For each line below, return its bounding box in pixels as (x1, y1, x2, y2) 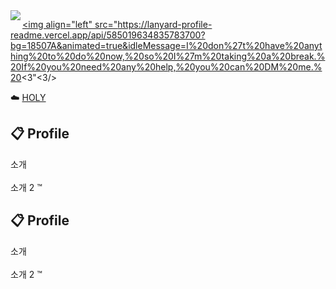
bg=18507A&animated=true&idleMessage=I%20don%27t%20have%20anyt (10, 40, 323, 51)
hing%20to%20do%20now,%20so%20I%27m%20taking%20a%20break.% (10, 50, 326, 62)
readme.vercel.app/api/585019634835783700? (10, 29, 206, 41)
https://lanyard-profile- (117, 19, 213, 30)
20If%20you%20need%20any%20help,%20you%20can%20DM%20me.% (10, 61, 323, 73)
